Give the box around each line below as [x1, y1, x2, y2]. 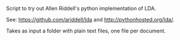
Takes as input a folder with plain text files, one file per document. [6, 27, 166, 34]
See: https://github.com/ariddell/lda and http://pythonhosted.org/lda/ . [6, 16, 175, 23]
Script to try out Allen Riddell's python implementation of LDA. [6, 5, 156, 12]
